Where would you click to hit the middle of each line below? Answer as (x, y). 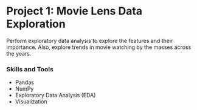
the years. (19, 53)
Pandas (25, 82)
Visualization (31, 102)
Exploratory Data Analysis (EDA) (55, 95)
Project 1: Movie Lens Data (74, 11)
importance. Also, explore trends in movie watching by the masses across (99, 47)
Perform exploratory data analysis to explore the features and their (90, 40)
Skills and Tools (30, 69)
